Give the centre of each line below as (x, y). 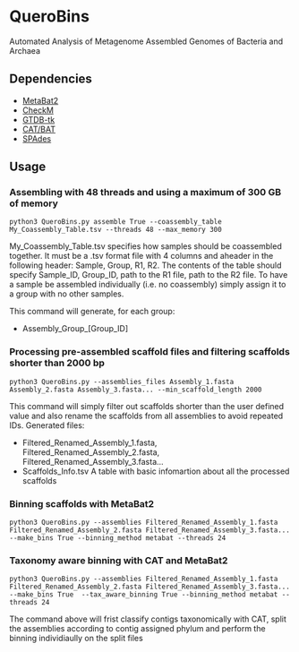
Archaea (25, 50)
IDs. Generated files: (47, 425)
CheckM (38, 110)
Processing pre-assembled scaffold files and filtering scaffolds (150, 352)
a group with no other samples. (67, 294)
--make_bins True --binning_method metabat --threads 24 (118, 538)
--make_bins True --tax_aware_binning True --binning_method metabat (144, 595)
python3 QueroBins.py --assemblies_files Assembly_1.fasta (122, 382)
